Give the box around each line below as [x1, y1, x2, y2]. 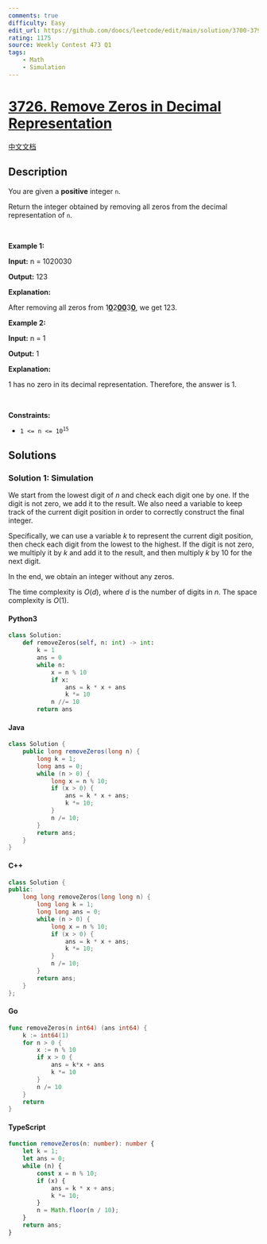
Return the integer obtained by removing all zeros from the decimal [8, 202, 228, 211]
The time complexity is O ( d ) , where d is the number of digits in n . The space [8, 587, 257, 597]
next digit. [8, 557, 41, 566]
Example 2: [8, 318, 46, 327]
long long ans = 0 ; [37, 908, 102, 916]
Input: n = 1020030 [8, 256, 72, 266]
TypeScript [8, 1122, 46, 1132]
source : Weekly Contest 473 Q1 [8, 41, 112, 49]
